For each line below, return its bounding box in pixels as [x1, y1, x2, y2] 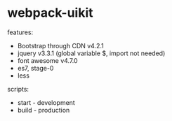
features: [7, 28, 34, 36]
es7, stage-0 [17, 64, 54, 72]
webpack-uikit [7, 5, 93, 21]
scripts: [7, 85, 29, 93]
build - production [17, 106, 70, 114]
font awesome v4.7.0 [17, 56, 79, 64]
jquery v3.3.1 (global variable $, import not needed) [17, 49, 166, 57]
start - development [17, 98, 75, 106]
